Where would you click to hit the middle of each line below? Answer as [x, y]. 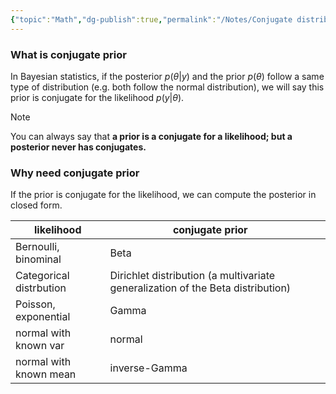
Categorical [42, 276]
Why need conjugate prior [75, 173]
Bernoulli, [37, 247]
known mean [46, 374]
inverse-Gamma [148, 368]
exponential [43, 317]
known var [40, 346]
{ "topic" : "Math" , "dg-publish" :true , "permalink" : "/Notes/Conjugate [151, 19]
